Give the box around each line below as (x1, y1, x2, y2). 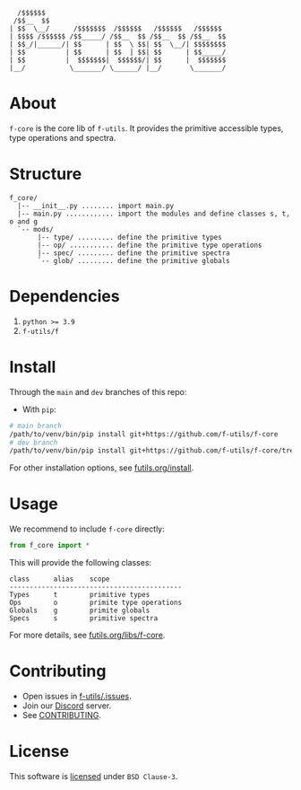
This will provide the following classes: (9, 557, 152, 568)
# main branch (9, 421, 63, 430)
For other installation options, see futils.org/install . (9, 462, 194, 473)
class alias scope (9, 575, 110, 584)
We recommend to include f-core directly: (9, 523, 166, 534)
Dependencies (9, 286, 120, 307)
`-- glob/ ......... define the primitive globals (37, 256, 230, 265)
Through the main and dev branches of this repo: (9, 386, 187, 397)
